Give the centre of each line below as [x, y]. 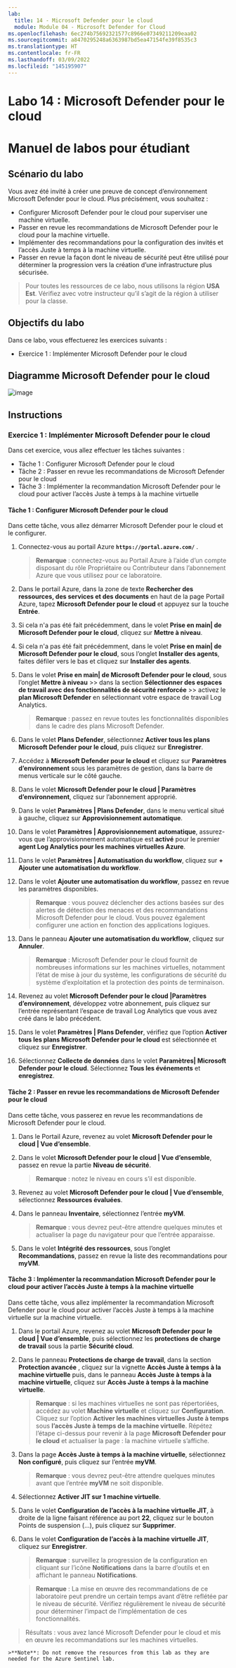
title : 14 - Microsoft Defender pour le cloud [84, 20]
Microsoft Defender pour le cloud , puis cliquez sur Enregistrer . [111, 747]
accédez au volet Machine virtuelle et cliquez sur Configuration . [130, 1411]
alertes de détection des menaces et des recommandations [122, 910]
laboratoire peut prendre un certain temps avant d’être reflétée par [132, 1596]
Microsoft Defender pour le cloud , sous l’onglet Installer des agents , [119, 654]
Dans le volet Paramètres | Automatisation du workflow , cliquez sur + [120, 860]
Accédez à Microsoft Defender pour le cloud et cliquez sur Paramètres [122, 761]
